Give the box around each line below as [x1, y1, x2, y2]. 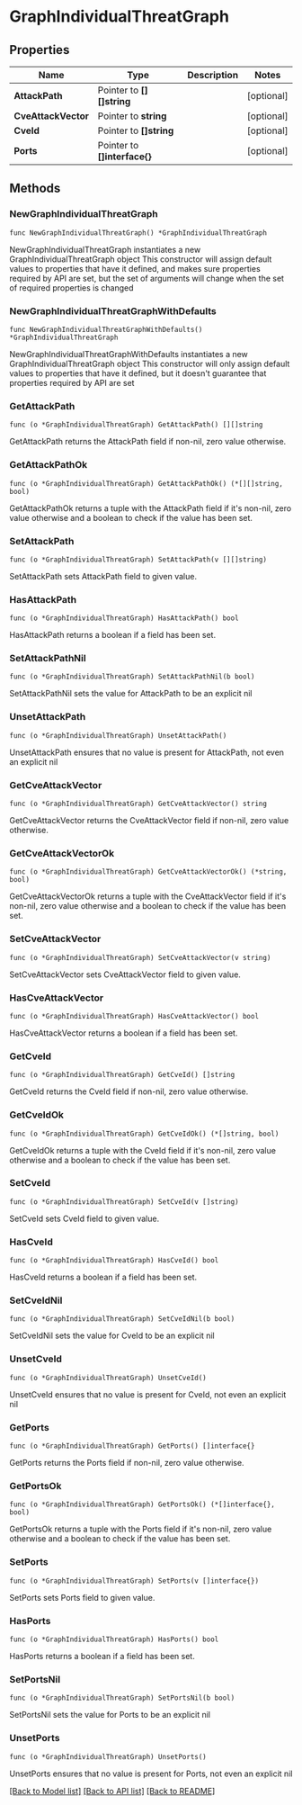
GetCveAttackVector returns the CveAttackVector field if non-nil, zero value [9, 815, 289, 826]
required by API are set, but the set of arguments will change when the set [9, 273, 285, 283]
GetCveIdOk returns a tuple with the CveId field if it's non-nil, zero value [9, 1145, 277, 1155]
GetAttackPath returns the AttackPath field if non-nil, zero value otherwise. [9, 436, 287, 447]
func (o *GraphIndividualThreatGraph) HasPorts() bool [9, 1635, 219, 1644]
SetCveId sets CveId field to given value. [9, 1213, 160, 1224]
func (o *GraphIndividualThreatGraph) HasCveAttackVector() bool [9, 1011, 259, 1020]
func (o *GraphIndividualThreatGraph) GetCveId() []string [9, 1071, 235, 1080]
